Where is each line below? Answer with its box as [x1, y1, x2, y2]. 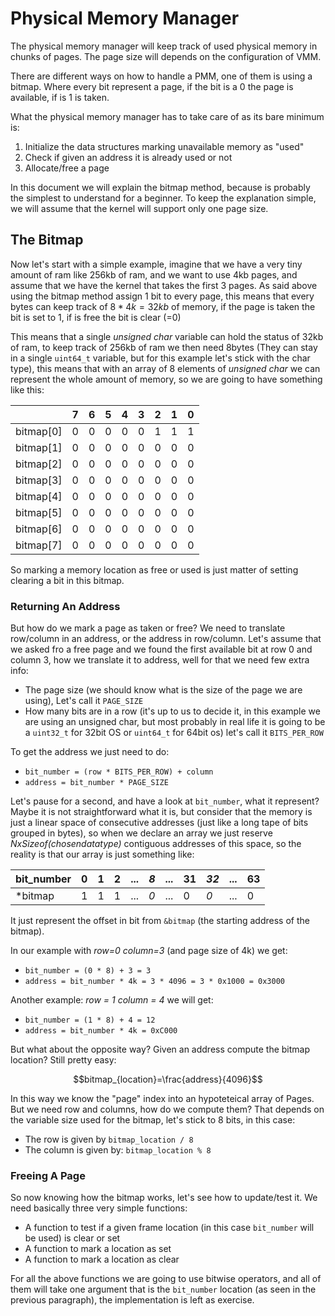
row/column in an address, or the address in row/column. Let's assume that [10, 633, 322, 645]
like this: [10, 383, 45, 396]
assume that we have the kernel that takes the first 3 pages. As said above [10, 279, 318, 291]
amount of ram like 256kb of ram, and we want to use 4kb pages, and [10, 268, 298, 281]
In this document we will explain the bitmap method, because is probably [10, 181, 311, 193]
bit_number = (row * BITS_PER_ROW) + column [24, 767, 214, 777]
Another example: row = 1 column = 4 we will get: [10, 994, 214, 1006]
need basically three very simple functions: [10, 1202, 188, 1214]
